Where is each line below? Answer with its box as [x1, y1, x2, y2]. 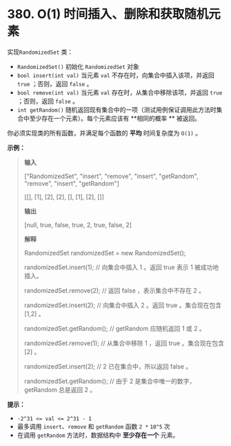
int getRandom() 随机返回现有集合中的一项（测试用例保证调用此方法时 [17, 105, 217, 114]
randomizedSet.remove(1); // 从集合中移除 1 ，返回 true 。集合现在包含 [23, 339, 225, 347]
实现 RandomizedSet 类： [7, 48, 74, 56]
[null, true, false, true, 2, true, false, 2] [23, 220, 132, 229]
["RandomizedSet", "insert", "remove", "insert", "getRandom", [23, 172, 199, 180]
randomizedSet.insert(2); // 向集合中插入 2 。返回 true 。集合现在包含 [23, 301, 222, 309]
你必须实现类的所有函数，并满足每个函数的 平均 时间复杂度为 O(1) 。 [7, 128, 202, 137]
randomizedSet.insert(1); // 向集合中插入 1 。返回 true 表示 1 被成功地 [23, 263, 219, 271]
